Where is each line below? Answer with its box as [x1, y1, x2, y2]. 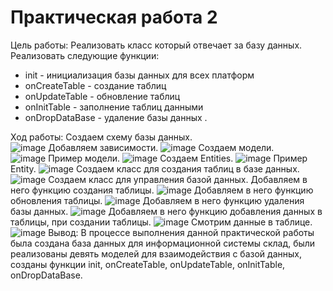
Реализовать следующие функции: [10, 49, 160, 61]
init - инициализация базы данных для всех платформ [24, 69, 255, 81]
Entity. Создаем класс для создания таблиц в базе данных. [10, 162, 300, 175]
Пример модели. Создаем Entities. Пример [48, 152, 308, 164]
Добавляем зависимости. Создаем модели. [48, 141, 275, 153]
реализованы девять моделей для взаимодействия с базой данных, [10, 247, 302, 260]
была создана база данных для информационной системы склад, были [10, 237, 316, 249]
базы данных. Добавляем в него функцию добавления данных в [10, 205, 323, 217]
